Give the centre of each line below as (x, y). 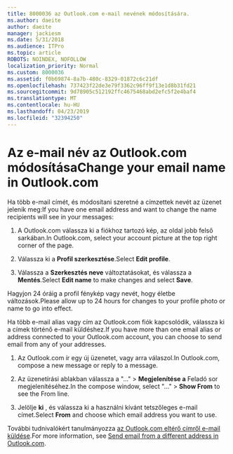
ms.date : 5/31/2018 (36, 40)
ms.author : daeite (34, 20)
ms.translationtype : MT (42, 99)
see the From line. (44, 394)
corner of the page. (46, 245)
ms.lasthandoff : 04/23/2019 (48, 111)
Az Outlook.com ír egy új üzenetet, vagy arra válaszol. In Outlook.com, (118, 357)
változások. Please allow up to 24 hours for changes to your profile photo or (116, 301)
